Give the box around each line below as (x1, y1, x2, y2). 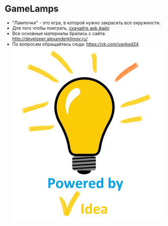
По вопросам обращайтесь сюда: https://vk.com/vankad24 (12, 41, 139, 47)
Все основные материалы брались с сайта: (12, 30, 106, 36)
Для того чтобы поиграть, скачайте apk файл (12, 25, 109, 31)
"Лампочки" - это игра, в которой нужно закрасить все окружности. (12, 20, 161, 26)
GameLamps (5, 3, 59, 15)
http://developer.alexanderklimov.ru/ (12, 36, 88, 42)
